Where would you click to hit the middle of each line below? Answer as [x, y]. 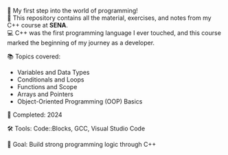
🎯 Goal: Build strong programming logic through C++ [82, 144]
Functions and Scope [47, 87]
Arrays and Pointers [45, 94]
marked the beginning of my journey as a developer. [81, 43]
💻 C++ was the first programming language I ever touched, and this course [114, 33]
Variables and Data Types [53, 72]
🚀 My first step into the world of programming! [73, 11]
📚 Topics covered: [34, 56]
